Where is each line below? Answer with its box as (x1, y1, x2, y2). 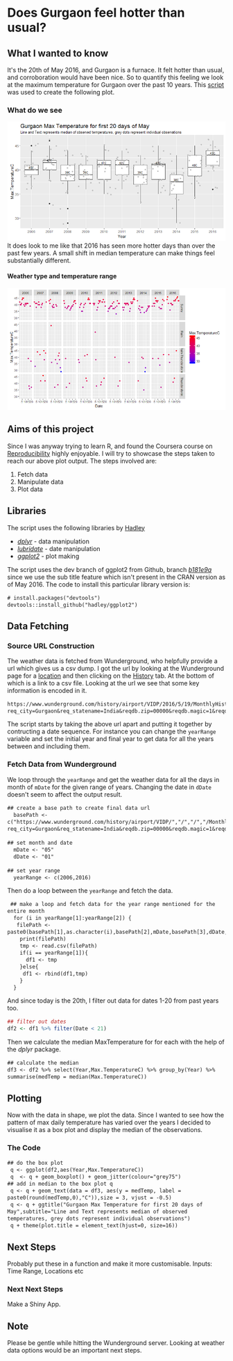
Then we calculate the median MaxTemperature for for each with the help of (7, 1038, 225, 1046)
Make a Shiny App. (7, 1300, 61, 1309)
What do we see (7, 105, 62, 115)
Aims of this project (7, 423, 94, 436)
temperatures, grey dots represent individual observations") (7, 1216, 191, 1223)
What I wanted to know (7, 47, 109, 59)
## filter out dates (7, 1018, 67, 1025)
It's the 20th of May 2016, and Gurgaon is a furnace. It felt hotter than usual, (7, 66, 225, 74)
